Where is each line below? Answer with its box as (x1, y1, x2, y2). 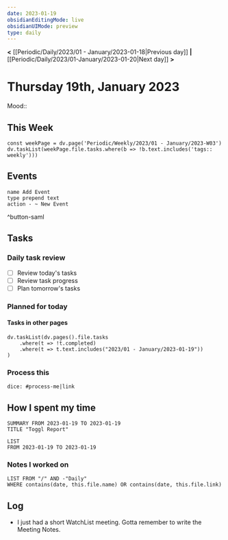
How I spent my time (7, 402, 96, 413)
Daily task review (7, 253, 66, 262)
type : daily (7, 29, 41, 36)
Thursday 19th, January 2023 (7, 79, 180, 95)
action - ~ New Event (7, 200, 69, 208)
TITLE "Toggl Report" (7, 426, 69, 432)
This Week (7, 121, 53, 134)
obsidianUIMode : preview (7, 23, 78, 29)
